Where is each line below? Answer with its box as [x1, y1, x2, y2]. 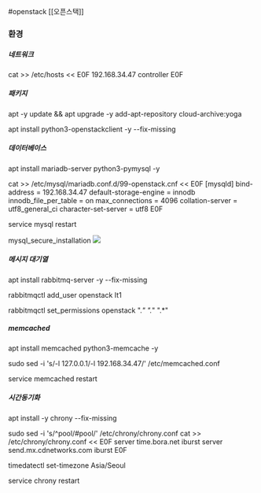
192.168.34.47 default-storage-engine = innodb [42, 187, 196, 197]
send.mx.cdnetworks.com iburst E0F [8, 445, 127, 454]
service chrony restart [8, 476, 80, 485]
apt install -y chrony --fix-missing [8, 413, 117, 423]
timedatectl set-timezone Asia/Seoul [8, 460, 126, 470]
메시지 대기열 [8, 254, 49, 264]
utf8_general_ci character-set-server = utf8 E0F [8, 204, 164, 213]
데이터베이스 [8, 143, 47, 153]
